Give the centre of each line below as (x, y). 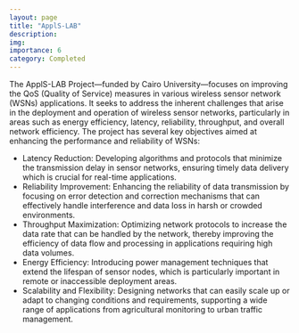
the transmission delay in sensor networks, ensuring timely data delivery (155, 167)
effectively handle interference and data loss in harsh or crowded (142, 205)
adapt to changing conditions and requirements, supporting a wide (145, 300)
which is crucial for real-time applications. (99, 177)
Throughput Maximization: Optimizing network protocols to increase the (154, 224)
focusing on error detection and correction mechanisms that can (141, 196)
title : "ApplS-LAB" (46, 26)
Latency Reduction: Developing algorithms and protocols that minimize (152, 158)
